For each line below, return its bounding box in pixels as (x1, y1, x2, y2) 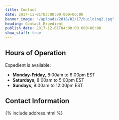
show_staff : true (5, 30, 41, 35)
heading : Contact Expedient (5, 21, 64, 26)
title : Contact (5, 7, 37, 12)
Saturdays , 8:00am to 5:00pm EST (12, 77, 85, 83)
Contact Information (5, 97, 70, 105)
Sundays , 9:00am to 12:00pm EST (12, 82, 83, 88)
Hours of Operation (5, 49, 66, 57)
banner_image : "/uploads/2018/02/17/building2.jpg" (5, 16, 115, 21)
